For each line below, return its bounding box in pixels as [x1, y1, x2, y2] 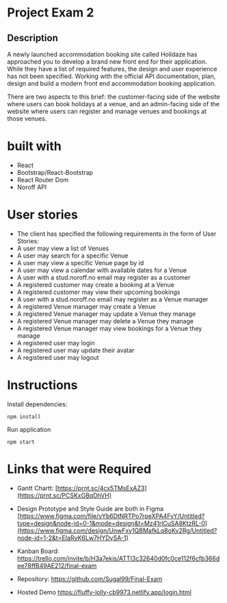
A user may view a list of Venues [16, 244, 109, 252]
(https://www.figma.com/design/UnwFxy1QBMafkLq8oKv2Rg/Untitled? [16, 526, 217, 534]
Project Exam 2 [7, 5, 94, 21]
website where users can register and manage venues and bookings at [7, 108, 207, 115]
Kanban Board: [16, 547, 59, 555]
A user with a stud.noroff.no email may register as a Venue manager [16, 295, 209, 303]
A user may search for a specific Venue [16, 251, 129, 260]
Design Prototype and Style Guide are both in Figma [16, 504, 164, 513]
